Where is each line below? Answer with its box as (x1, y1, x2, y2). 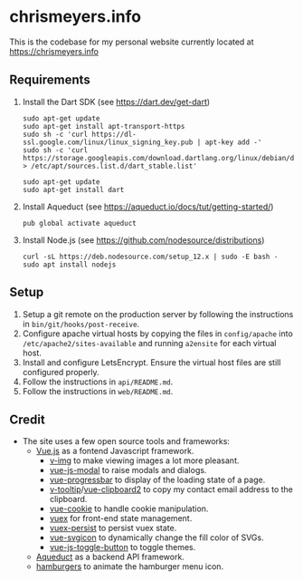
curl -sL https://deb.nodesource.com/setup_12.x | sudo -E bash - (22, 252, 279, 261)
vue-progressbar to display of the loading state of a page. (49, 474, 266, 486)
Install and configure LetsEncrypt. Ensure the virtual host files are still (22, 356, 281, 368)
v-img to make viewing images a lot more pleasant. (49, 455, 240, 466)
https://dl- (91, 130, 137, 139)
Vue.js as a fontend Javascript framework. (35, 446, 194, 457)
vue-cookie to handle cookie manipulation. (49, 503, 209, 514)
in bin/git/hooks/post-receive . (22, 318, 140, 329)
